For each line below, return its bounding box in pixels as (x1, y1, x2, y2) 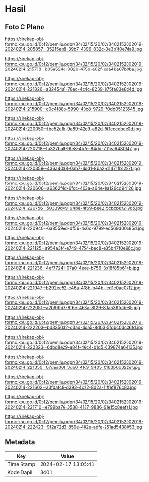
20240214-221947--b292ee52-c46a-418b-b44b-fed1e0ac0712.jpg (5, 285, 141, 291)
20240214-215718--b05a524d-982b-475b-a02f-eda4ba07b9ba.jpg (5, 66, 142, 72)
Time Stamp (7, 461, 36, 468)
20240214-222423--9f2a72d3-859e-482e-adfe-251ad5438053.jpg (5, 424, 142, 430)
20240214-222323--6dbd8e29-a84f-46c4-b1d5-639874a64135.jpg (5, 344, 143, 350)
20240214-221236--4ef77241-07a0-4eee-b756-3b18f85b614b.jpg (5, 265, 140, 271)
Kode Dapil (7, 469, 33, 476)
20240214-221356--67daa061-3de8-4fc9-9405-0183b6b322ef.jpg (5, 365, 141, 370)
